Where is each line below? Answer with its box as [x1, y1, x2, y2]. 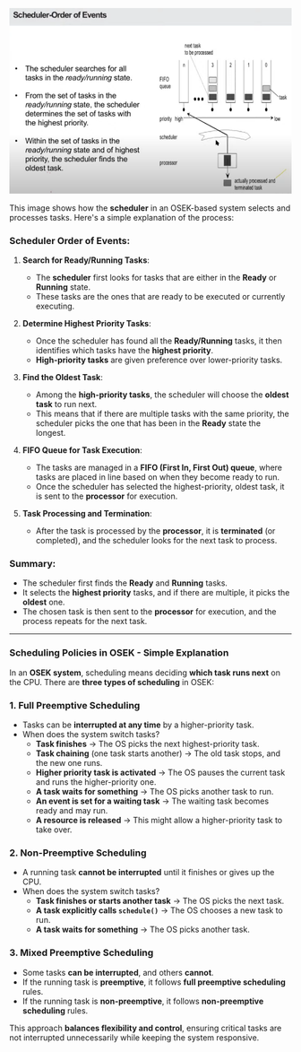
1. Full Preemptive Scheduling [9, 699, 141, 711]
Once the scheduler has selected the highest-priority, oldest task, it [35, 482, 285, 492]
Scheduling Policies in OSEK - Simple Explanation [9, 647, 229, 659]
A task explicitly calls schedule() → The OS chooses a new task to [35, 905, 284, 916]
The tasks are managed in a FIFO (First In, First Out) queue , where [35, 462, 283, 474]
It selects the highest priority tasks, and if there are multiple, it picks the [21, 587, 290, 598]
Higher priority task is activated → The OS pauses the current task [35, 767, 286, 778]
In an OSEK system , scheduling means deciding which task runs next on [9, 667, 280, 678]
